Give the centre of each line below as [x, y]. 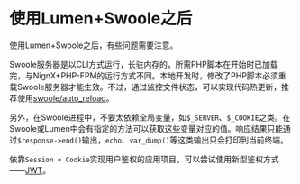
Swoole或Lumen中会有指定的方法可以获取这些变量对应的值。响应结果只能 [146, 128]
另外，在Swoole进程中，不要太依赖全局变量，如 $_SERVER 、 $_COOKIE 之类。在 [150, 117]
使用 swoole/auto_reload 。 [65, 98]
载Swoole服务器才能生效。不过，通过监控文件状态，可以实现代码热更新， [145, 87]
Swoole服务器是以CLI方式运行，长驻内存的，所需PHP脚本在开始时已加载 [144, 64]
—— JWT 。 [30, 170]
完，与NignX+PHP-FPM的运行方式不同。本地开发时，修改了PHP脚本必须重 [148, 75]
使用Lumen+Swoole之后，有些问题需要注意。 [94, 45]
